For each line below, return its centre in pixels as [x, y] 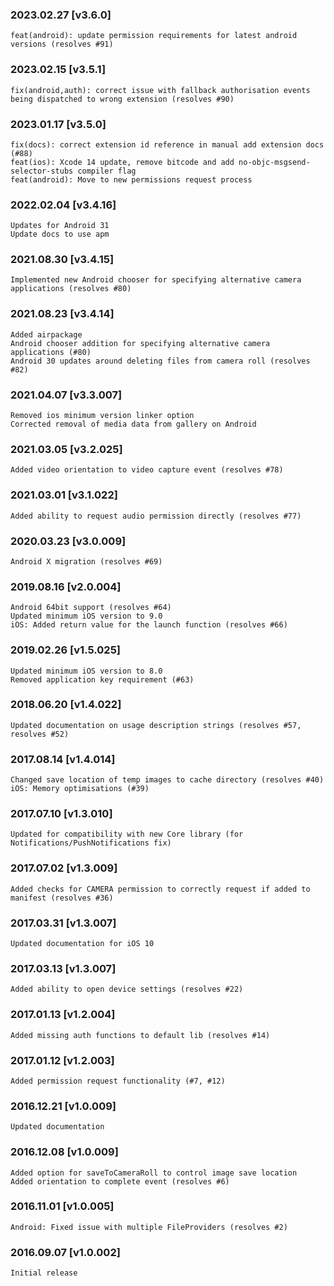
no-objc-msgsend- [274, 162]
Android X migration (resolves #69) [86, 561]
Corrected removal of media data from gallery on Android [133, 424]
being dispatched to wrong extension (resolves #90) [122, 99]
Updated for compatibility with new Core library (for [127, 834]
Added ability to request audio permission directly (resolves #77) [156, 516]
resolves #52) [40, 734]
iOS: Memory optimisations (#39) [80, 789]
